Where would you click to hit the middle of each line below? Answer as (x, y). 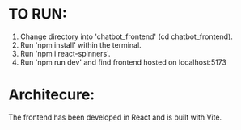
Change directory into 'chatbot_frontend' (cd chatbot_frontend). (126, 36)
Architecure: (52, 95)
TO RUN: (38, 14)
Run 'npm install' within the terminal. (80, 44)
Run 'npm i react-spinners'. (65, 53)
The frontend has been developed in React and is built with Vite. (115, 117)
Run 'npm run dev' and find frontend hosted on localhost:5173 (123, 62)
